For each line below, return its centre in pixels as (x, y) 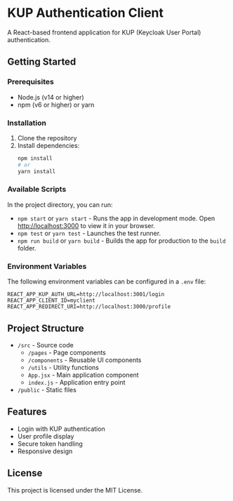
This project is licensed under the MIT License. (75, 490)
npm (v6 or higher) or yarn (56, 105)
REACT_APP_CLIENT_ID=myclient (52, 301)
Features (27, 412)
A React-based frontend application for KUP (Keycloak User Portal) (104, 32)
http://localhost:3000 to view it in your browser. (86, 225)
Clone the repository (47, 138)
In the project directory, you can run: (60, 204)
